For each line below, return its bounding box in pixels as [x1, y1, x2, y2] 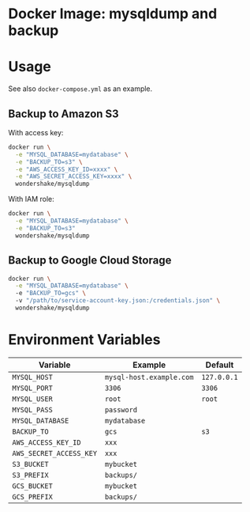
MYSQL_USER [12, 394, 53, 404]
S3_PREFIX [12, 470, 49, 480]
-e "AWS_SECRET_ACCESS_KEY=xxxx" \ [15, 173, 132, 180]
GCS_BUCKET [12, 481, 53, 491]
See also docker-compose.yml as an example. [8, 84, 153, 93]
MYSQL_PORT [12, 383, 53, 393]
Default [205, 359, 234, 370]
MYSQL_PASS [12, 405, 53, 414]
